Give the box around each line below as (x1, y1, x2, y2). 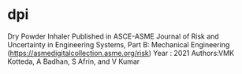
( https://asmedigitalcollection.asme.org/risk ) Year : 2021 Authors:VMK (7, 48, 234, 57)
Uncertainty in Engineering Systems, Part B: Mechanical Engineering (7, 39, 230, 49)
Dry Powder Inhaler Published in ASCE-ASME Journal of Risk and (7, 31, 220, 41)
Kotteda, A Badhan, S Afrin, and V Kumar (7, 57, 140, 66)
